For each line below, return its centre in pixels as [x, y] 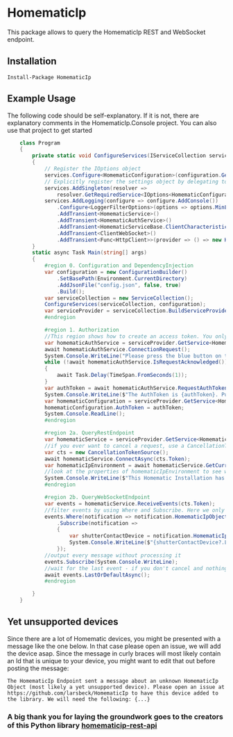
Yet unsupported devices [63, 622]
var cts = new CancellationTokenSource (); [106, 452]
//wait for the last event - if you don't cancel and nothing [136, 568]
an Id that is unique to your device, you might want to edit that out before [111, 661]
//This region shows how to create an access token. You [128, 336]
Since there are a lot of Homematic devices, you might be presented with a [114, 638]
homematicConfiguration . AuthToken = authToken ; [114, 407]
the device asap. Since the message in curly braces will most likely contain [114, 653]
